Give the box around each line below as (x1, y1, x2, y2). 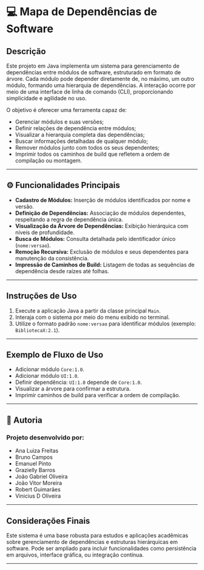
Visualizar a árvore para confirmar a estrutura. (15, 385, 131, 392)
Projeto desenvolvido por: (6, 433, 84, 442)
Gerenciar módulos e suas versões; (15, 118, 104, 125)
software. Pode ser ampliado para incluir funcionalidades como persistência (6, 544, 197, 552)
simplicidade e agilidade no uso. (6, 95, 87, 102)
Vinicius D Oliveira (15, 492, 61, 499)
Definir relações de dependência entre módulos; (15, 125, 137, 131)
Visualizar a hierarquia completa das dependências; (15, 131, 145, 138)
